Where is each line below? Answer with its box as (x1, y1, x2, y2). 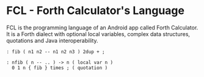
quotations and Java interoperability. (6, 37, 99, 44)
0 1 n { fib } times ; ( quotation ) (12, 65, 108, 71)
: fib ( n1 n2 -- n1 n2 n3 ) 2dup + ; (6, 48, 105, 55)
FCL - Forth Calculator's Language (6, 4, 185, 18)
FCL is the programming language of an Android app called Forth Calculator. (6, 24, 199, 31)
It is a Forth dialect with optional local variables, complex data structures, (6, 30, 191, 37)
